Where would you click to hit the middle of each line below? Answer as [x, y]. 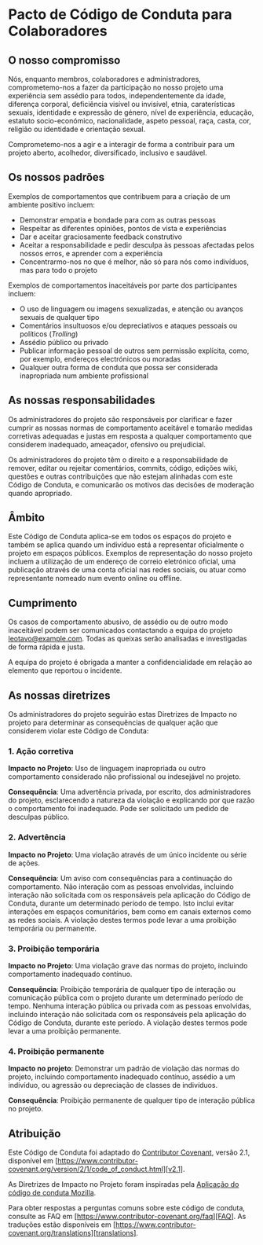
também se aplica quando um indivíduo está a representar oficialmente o [126, 545]
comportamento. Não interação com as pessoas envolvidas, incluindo [121, 887]
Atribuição [35, 1133]
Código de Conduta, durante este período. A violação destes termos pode [128, 1023]
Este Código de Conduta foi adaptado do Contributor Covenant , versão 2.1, [129, 1152]
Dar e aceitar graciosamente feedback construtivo [101, 237]
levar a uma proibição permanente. [65, 1030]
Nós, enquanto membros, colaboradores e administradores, [105, 79]
